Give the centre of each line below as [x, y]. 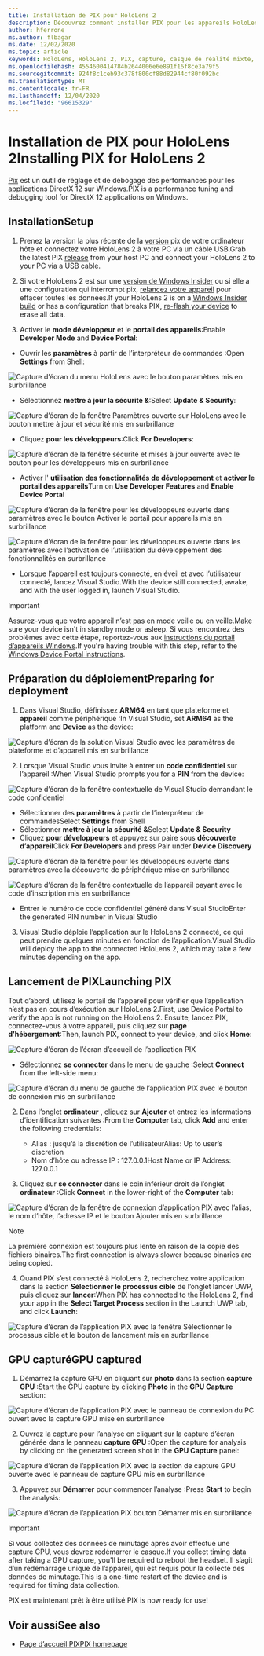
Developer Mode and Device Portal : [79, 338]
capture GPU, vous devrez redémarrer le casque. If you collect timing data [127, 1552]
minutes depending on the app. [70, 957]
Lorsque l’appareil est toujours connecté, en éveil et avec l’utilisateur [130, 573]
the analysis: [40, 1498]
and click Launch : [49, 1311]
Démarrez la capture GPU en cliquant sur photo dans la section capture [136, 1379]
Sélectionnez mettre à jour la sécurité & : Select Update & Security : [128, 400]
